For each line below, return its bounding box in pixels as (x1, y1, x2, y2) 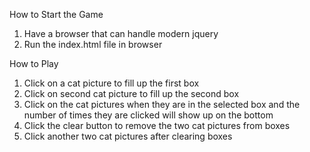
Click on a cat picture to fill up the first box (23, 77, 200, 89)
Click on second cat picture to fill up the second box (23, 88, 240, 99)
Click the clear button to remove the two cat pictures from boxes (23, 120, 291, 131)
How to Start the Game (9, 9, 104, 20)
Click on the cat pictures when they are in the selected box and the (23, 99, 301, 110)
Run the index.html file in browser (23, 39, 163, 50)
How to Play (9, 58, 59, 69)
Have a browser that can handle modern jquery (23, 28, 219, 39)
